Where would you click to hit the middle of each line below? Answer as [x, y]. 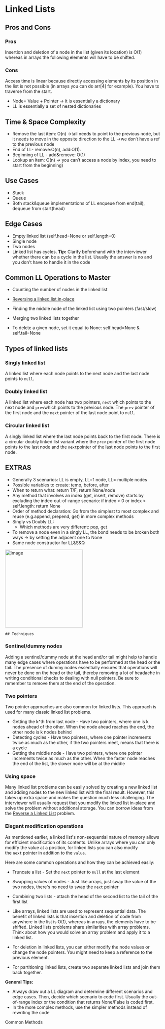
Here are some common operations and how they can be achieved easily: [80, 862]
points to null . [20, 379]
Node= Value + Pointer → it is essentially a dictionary [66, 101]
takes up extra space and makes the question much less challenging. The [80, 798]
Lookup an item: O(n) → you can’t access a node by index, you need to [84, 160]
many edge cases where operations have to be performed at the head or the [83, 662]
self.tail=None [26, 333]
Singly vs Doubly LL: [33, 521]
